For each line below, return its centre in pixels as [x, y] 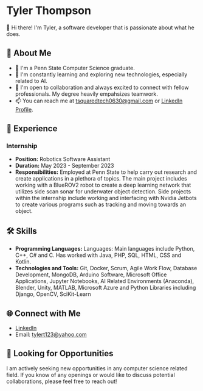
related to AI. [31, 81]
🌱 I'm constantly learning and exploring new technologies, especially [101, 74]
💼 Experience [32, 129]
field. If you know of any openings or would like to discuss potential [91, 375]
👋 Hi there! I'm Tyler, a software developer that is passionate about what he [100, 27]
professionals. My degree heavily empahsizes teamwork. [86, 94]
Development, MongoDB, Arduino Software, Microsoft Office [91, 274]
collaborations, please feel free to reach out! [62, 381]
